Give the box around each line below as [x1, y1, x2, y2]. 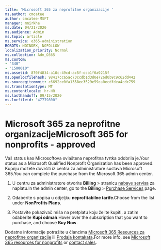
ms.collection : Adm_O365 [5, 52, 55, 57]
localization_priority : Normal [5, 48, 68, 53]
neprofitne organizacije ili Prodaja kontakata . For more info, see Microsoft [5, 234, 150, 240]
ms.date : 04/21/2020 [5, 25, 47, 30]
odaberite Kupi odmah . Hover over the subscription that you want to [12, 214, 148, 220]
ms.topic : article [5, 35, 42, 39]
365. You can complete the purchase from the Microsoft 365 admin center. [5, 171, 153, 177]
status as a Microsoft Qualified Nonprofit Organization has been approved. [5, 161, 154, 166]
